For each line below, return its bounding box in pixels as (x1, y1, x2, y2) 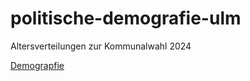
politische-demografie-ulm (10, 7, 242, 30)
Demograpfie (10, 59, 65, 71)
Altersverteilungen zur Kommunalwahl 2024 (10, 40, 192, 52)
